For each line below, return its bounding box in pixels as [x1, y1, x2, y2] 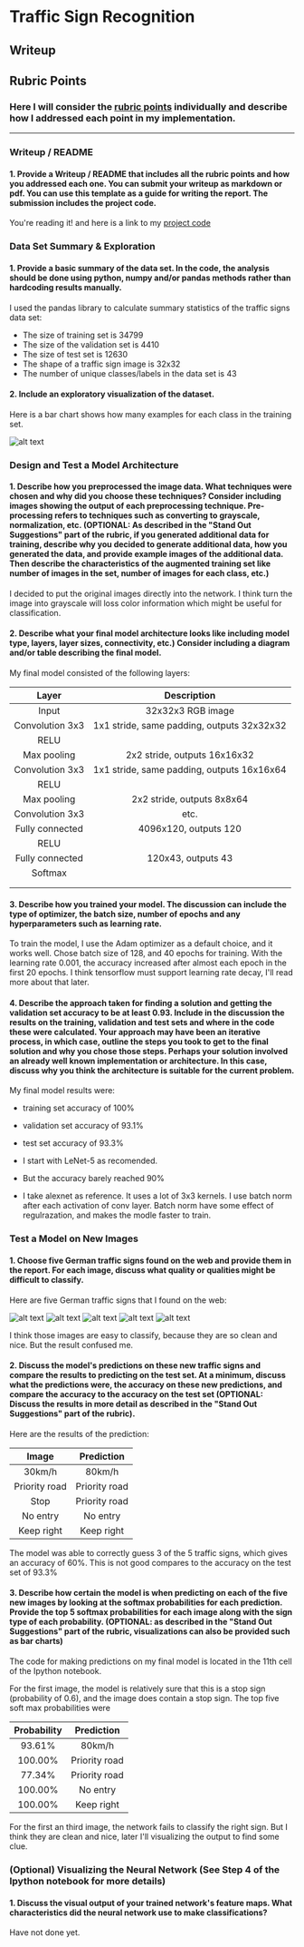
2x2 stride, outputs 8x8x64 [131, 793, 249, 806]
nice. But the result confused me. [9, 1339, 134, 1350]
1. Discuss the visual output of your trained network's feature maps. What [9, 1897, 292, 1908]
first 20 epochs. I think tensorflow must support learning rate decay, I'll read [9, 967, 293, 978]
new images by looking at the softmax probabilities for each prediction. [9, 1597, 283, 1608]
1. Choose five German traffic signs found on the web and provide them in [9, 1255, 292, 1266]
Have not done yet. [9, 1927, 81, 1938]
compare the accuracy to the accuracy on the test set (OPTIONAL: [9, 1389, 264, 1400]
